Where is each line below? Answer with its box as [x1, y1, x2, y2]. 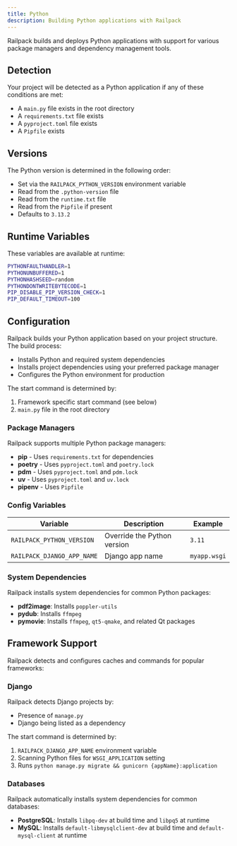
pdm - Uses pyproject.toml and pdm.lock [17, 468, 138, 476]
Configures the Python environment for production [17, 371, 165, 378]
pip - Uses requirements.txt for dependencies [17, 453, 154, 461]
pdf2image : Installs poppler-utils [17, 602, 118, 610]
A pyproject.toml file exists [17, 120, 97, 128]
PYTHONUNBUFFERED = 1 [7, 270, 65, 277]
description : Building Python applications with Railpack [7, 17, 181, 24]
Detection [7, 64, 51, 76]
